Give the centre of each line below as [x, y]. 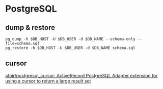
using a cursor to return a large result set [48, 81]
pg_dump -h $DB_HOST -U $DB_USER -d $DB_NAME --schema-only [71, 39]
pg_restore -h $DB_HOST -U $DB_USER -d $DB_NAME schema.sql [71, 48]
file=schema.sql [22, 43]
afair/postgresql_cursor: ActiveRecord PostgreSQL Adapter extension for [81, 75]
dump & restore [30, 28]
